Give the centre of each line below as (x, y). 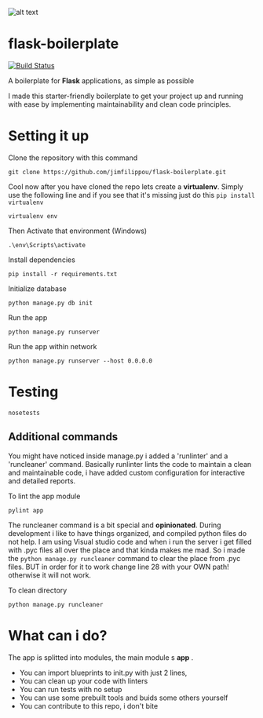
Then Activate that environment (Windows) (78, 231)
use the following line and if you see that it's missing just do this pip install (131, 195)
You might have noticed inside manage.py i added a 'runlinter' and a (118, 456)
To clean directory (38, 590)
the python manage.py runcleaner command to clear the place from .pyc (124, 558)
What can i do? (58, 635)
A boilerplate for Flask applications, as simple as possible (101, 80)
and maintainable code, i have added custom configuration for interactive (127, 472)
